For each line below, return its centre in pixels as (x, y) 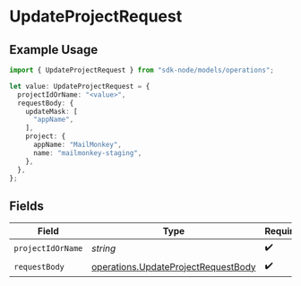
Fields (27, 206)
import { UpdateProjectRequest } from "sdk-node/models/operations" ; (142, 70)
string (103, 248)
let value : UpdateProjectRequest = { (80, 86)
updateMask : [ (52, 111)
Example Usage (54, 50)
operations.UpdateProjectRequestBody (174, 266)
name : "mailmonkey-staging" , (87, 153)
